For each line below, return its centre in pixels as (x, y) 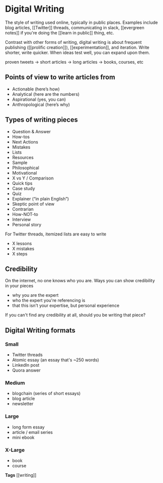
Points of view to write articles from (60, 77)
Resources (23, 157)
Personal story (27, 224)
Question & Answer (31, 131)
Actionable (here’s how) (36, 89)
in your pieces (19, 286)
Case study (24, 188)
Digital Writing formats (40, 330)
